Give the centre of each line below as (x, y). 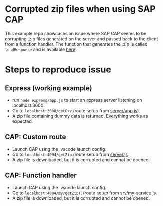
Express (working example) (49, 88)
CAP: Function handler (41, 176)
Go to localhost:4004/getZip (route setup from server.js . (71, 154)
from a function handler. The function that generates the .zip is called (76, 44)
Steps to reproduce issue (58, 70)
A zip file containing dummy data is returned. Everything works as (80, 116)
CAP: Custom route (36, 137)
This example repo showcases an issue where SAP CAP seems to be (76, 33)
